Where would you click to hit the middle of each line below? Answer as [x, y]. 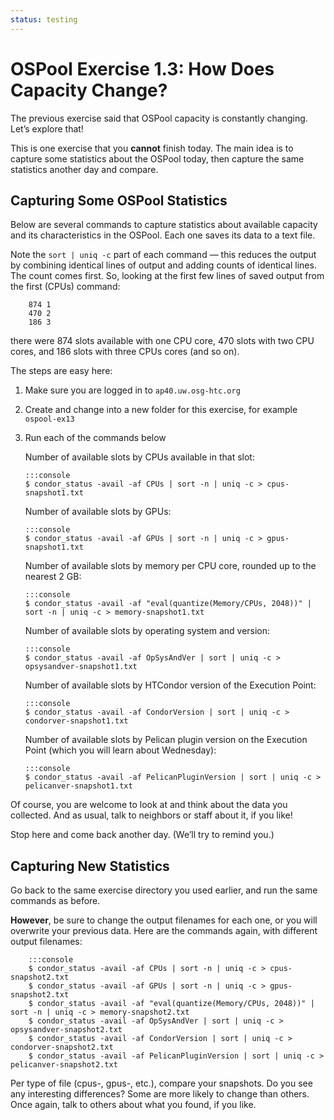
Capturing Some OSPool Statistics [119, 200]
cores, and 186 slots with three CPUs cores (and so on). [125, 352]
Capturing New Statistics [90, 866]
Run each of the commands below [95, 438]
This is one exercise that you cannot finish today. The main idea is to [152, 148]
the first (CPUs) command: [65, 287]
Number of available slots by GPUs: [98, 512]
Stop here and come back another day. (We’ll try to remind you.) [142, 835]
